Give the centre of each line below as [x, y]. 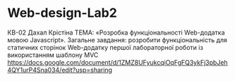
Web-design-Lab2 [62, 13]
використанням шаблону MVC [53, 55]
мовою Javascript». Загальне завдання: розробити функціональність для [117, 39]
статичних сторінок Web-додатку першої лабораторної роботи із [105, 47]
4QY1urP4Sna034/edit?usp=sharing [60, 70]
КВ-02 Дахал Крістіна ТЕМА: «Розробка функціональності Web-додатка [116, 32]
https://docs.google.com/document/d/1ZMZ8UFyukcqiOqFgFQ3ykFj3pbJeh [117, 62]
